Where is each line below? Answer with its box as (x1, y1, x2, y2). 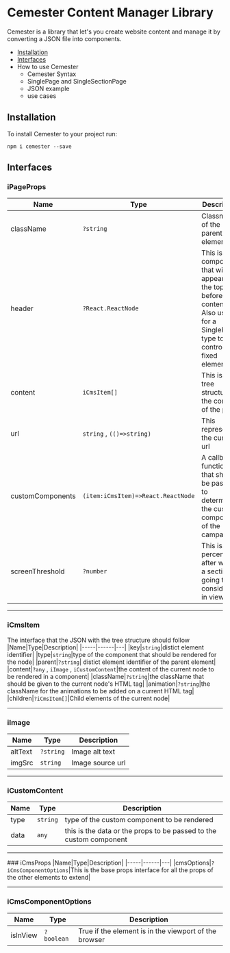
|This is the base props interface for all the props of (68, 866, 214, 874)
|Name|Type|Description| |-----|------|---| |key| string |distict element (7, 643, 204, 652)
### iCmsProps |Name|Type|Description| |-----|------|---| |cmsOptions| (7, 858, 212, 867)
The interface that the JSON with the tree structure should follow (7, 636, 190, 644)
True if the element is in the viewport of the (78, 926, 217, 936)
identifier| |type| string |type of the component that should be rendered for (7, 650, 217, 658)
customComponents (10, 491, 77, 501)
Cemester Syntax (27, 70, 77, 78)
